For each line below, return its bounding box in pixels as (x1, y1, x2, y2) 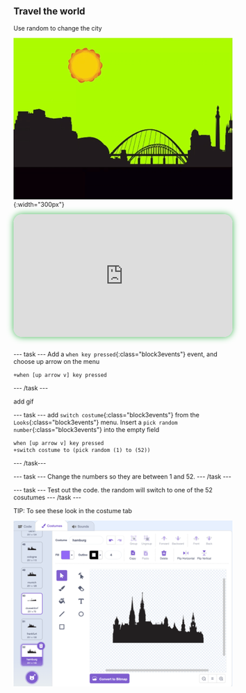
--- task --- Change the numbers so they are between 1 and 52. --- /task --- (13, 472, 232, 481)
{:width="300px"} (13, 200, 65, 208)
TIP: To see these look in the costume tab (13, 507, 133, 515)
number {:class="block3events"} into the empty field (13, 426, 160, 434)
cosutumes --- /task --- (13, 493, 81, 502)
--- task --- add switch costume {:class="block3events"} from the (13, 411, 199, 419)
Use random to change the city (13, 24, 102, 32)
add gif (13, 397, 34, 406)
